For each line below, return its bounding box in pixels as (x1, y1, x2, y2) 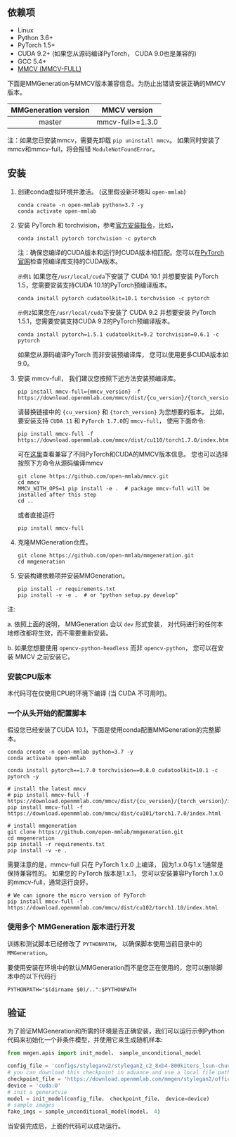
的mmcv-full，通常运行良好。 (7, 878, 93, 886)
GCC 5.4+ (17, 57, 47, 66)
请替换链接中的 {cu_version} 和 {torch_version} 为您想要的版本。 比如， (17, 407, 228, 416)
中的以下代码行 (13, 971, 57, 981)
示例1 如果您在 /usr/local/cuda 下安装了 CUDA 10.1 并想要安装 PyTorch (17, 272, 219, 280)
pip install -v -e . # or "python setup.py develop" (17, 591, 178, 599)
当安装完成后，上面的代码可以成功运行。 (7, 1122, 124, 1131)
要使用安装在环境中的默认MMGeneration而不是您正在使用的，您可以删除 (7, 963, 217, 971)
